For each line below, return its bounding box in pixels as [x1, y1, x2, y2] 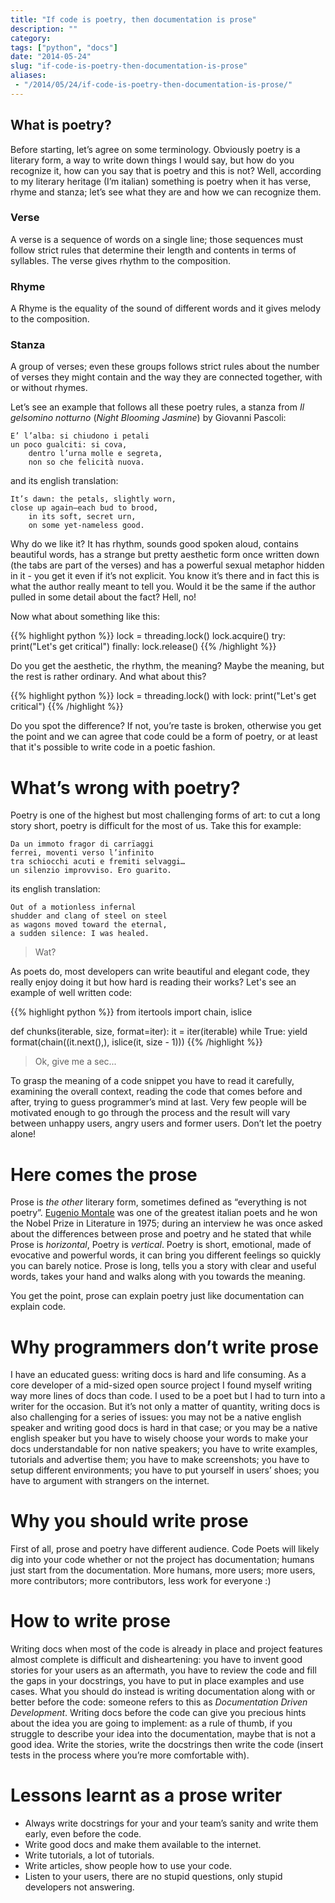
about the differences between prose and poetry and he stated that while [10, 1228, 312, 1240]
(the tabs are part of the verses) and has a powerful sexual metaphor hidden [10, 559, 325, 571]
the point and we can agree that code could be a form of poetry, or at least [10, 731, 318, 743]
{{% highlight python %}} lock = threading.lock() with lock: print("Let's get [10, 690, 317, 702]
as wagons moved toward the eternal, [10, 920, 168, 930]
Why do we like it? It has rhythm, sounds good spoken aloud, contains [10, 538, 299, 550]
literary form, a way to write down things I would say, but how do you [10, 154, 295, 166]
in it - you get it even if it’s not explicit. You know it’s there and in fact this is [10, 570, 320, 582]
